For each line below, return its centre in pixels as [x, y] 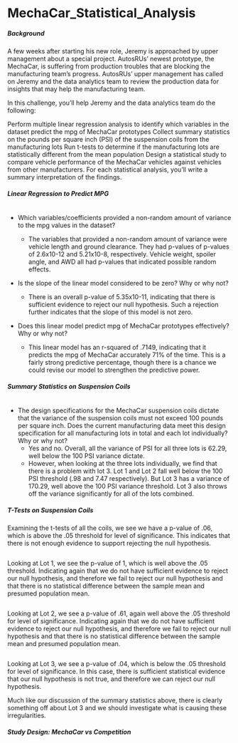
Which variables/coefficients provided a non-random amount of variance [124, 218]
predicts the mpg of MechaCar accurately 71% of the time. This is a [127, 355]
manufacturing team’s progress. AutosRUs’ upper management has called [115, 74]
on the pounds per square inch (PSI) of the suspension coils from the [108, 140]
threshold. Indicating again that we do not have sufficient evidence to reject [118, 571]
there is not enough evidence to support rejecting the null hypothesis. [109, 544]
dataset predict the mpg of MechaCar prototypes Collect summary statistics [119, 132]
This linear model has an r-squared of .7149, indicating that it [117, 348]
